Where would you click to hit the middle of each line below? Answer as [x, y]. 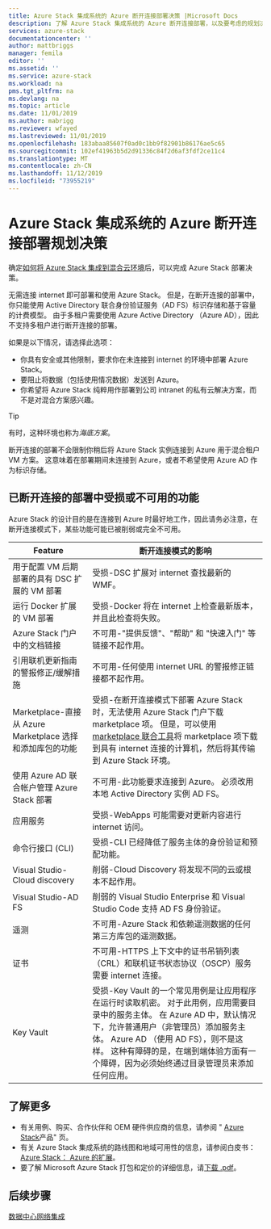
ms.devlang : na [34, 99]
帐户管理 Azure [49, 787]
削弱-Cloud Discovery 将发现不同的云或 [168, 869]
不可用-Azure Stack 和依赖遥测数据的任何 [172, 924]
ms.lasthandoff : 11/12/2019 [56, 174]
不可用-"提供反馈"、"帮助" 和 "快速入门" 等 [174, 633]
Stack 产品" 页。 [46, 1137]
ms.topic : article [39, 106]
